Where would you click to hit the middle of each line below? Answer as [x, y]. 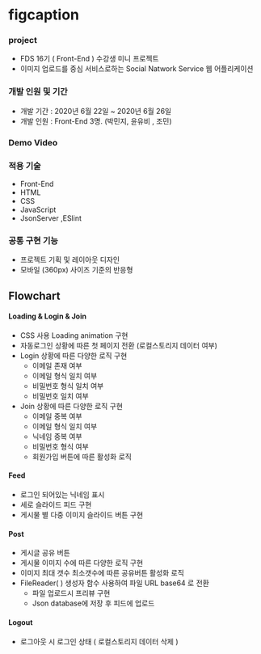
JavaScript [38, 209]
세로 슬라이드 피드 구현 [56, 505]
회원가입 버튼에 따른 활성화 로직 [82, 456]
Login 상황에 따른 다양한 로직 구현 [74, 355]
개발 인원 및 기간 [38, 92]
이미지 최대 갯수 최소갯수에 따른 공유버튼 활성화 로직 [102, 573]
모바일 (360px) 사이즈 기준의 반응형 [76, 270]
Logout [21, 622]
